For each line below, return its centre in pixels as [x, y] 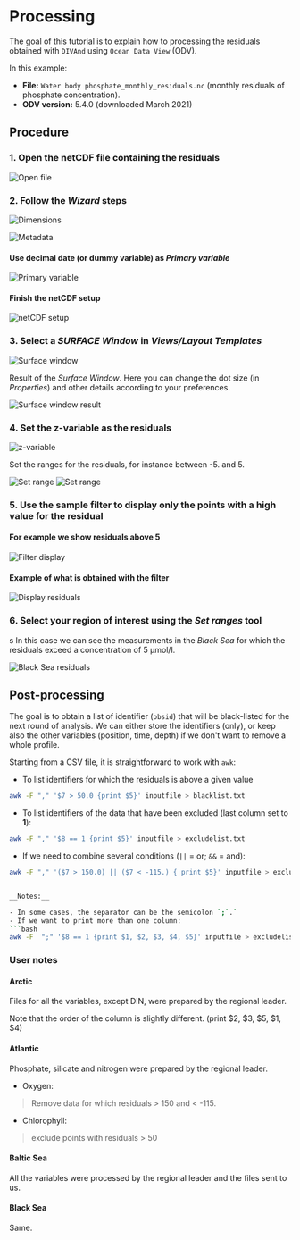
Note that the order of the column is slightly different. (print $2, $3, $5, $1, [145, 1018]
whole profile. [34, 745]
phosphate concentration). [71, 95]
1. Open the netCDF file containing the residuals [115, 158]
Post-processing [57, 695]
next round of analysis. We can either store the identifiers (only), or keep [143, 726]
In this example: [38, 68]
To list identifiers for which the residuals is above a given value [137, 780]
